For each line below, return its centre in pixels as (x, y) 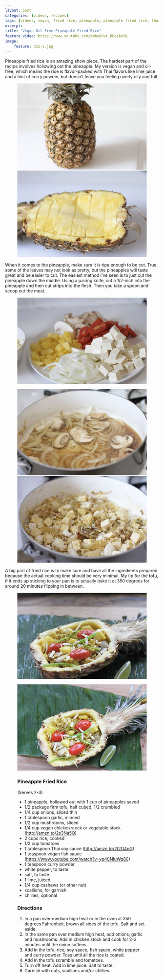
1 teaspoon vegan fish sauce (53, 854)
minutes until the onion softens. (56, 945)
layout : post (18, 10)
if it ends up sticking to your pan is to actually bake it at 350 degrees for (77, 581)
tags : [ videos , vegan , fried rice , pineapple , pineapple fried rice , (77, 21)
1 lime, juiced (37, 880)
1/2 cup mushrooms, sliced (51, 822)
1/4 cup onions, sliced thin (51, 812)
